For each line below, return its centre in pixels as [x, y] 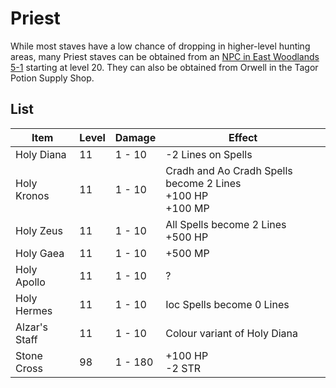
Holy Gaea [40, 253]
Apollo [30, 282]
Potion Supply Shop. [52, 78]
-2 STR [183, 368]
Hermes [34, 310]
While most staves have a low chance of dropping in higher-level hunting [160, 46]
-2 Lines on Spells [209, 154]
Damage [135, 137]
